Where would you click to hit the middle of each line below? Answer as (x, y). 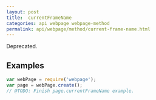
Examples (25, 66)
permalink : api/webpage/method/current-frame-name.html (78, 29)
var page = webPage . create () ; (45, 85)
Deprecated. (22, 46)
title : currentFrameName (39, 18)
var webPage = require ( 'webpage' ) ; (51, 80)
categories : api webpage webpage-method (58, 23)
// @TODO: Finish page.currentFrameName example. (70, 91)
